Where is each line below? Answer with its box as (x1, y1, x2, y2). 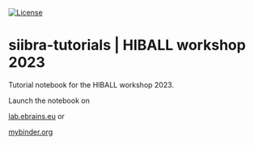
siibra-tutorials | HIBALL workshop (8, 36, 247, 54)
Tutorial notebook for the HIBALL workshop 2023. (8, 79, 175, 89)
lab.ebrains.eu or (8, 111, 65, 121)
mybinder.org (8, 126, 53, 137)
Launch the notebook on (8, 96, 91, 105)
